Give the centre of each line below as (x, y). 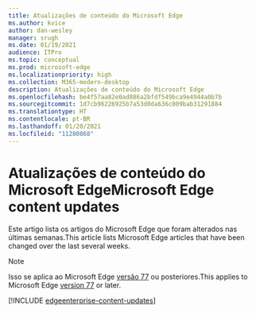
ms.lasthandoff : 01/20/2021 (55, 126)
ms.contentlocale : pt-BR (49, 119)
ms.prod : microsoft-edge (49, 68)
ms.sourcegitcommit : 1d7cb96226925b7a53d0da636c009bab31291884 (115, 104)
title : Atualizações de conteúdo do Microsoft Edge (95, 15)
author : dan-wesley (41, 30)
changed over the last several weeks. (69, 245)
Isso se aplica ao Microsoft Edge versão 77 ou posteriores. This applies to (128, 276)
